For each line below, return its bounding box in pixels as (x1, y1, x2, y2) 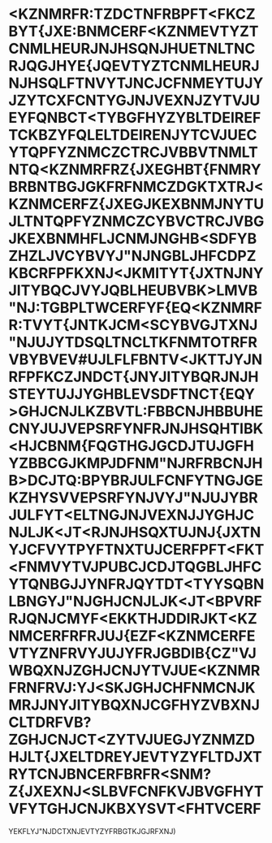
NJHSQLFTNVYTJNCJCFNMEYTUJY (8, 74, 264, 93)
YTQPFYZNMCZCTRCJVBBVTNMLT (8, 143, 258, 162)
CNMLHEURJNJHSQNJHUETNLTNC (8, 40, 256, 58)
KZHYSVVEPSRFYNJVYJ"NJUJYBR (8, 489, 258, 507)
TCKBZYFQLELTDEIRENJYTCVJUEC (8, 126, 257, 145)
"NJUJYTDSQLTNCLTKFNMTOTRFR (8, 333, 258, 352)
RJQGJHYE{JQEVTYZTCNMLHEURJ (8, 57, 260, 76)
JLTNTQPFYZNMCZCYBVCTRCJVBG (8, 212, 265, 231)
